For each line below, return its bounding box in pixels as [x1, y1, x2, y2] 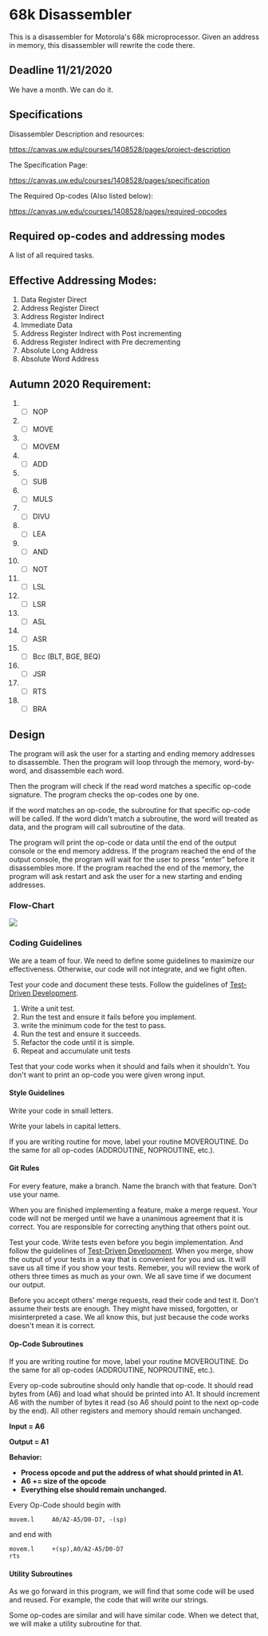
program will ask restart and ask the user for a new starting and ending [9, 871, 242, 881]
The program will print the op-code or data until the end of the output [9, 838, 237, 847]
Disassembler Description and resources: [9, 129, 145, 139]
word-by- [223, 757, 254, 767]
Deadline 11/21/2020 [9, 64, 112, 77]
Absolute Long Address [20, 345, 98, 356]
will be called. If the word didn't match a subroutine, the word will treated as [9, 814, 258, 823]
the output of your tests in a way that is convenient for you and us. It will [9, 1254, 246, 1263]
